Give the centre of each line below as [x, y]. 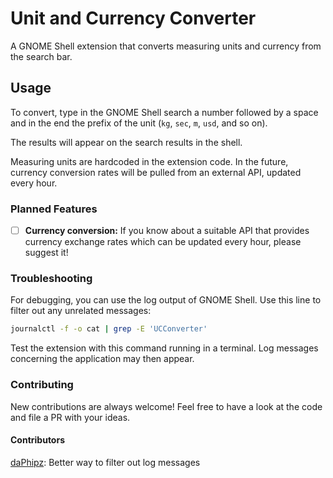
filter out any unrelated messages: [81, 311]
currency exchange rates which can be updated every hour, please [163, 242]
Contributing [42, 385]
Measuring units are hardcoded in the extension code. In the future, [149, 161]
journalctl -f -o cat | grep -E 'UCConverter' [109, 329]
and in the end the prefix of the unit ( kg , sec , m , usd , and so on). [139, 123]
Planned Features [54, 209]
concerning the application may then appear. [102, 359]
